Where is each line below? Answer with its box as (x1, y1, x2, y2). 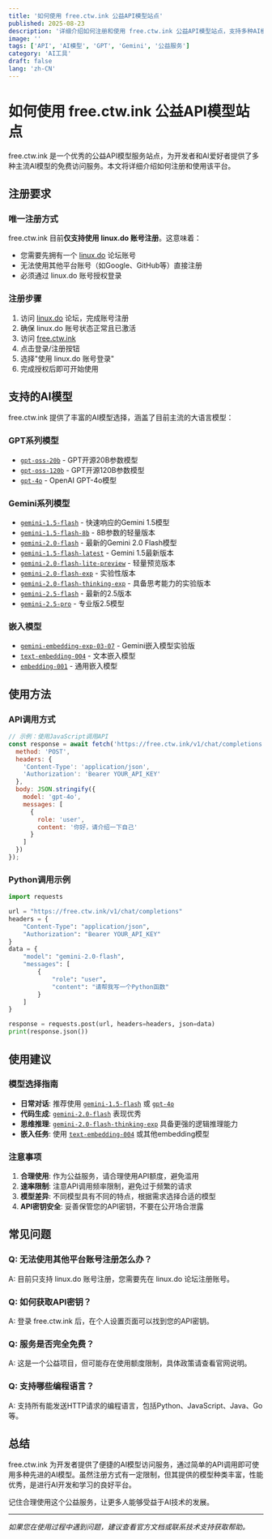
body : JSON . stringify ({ (15, 785, 96, 793)
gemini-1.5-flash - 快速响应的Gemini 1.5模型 (19, 518, 170, 527)
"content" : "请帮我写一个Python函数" (51, 982, 170, 991)
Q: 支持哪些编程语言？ (8, 1381, 95, 1392)
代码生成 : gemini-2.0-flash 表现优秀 (19, 1108, 142, 1118)
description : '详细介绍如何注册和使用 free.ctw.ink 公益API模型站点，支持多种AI (8, 27, 261, 35)
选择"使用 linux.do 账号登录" (19, 354, 115, 363)
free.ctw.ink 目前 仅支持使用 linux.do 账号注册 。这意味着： (8, 233, 202, 243)
